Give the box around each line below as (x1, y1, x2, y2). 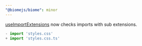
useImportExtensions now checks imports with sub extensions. (5, 21, 137, 27)
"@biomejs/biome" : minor (5, 7, 58, 13)
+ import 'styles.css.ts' (5, 36, 60, 41)
